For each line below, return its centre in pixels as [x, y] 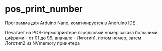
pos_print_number [44, 9]
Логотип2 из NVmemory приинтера [42, 43]
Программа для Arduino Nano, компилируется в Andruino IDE [70, 23]
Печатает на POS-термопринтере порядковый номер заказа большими [81, 32]
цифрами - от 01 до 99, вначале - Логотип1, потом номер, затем [73, 38]
